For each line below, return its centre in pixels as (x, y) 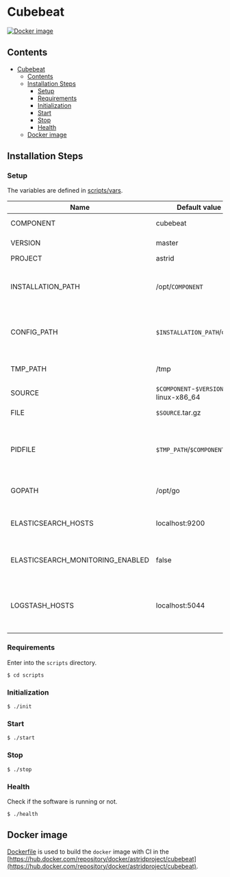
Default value (199, 208)
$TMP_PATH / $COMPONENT (191, 450)
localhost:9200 (180, 523)
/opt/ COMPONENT (179, 287)
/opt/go (168, 491)
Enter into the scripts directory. (52, 662)
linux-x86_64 (178, 397)
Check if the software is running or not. (62, 801)
